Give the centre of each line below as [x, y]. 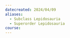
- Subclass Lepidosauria [35, 19]
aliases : [14, 14]
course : [13, 28]
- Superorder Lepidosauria [37, 23]
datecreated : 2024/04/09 [31, 10]
